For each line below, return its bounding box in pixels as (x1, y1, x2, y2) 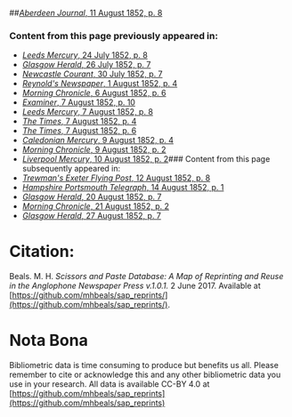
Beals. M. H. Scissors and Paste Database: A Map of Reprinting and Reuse (9, 271, 284, 282)
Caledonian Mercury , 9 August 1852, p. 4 (21, 135, 174, 146)
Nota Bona (9, 331, 89, 350)
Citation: (9, 242, 75, 261)
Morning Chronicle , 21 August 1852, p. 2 (21, 201, 170, 212)
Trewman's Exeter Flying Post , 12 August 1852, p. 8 (21, 172, 211, 183)
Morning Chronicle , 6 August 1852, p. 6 (21, 88, 166, 99)
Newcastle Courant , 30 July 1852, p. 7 (21, 68, 163, 79)
